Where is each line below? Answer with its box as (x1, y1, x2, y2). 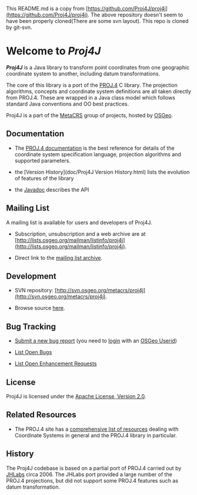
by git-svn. (6, 24, 32, 31)
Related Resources (6, 410, 76, 420)
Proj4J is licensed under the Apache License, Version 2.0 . (6, 393, 146, 400)
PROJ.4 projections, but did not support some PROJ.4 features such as (6, 477, 178, 484)
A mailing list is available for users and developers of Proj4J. (6, 219, 152, 226)
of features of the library (14, 174, 74, 181)
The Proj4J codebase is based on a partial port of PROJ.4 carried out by (6, 464, 182, 471)
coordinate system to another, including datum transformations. (6, 70, 161, 77)
